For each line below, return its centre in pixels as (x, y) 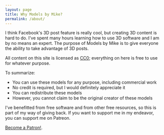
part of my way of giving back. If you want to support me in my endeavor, (80, 113)
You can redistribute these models (47, 93)
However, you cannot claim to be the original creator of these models (82, 98)
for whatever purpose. (28, 63)
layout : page (18, 10)
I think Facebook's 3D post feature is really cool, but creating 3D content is (81, 33)
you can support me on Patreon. (38, 118)
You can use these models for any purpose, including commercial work (84, 82)
